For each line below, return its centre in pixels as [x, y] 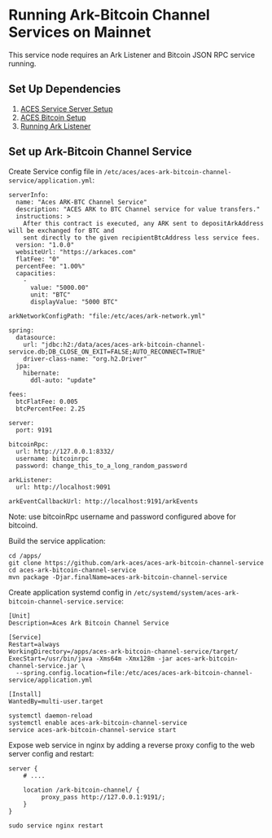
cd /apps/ [25, 555]
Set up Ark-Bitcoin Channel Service [101, 152]
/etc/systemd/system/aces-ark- [186, 593]
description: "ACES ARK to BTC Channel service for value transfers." [138, 209]
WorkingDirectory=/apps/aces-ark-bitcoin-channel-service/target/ [123, 652]
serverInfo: [29, 195]
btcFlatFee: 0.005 [47, 401]
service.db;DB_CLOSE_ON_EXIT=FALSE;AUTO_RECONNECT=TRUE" [107, 352]
